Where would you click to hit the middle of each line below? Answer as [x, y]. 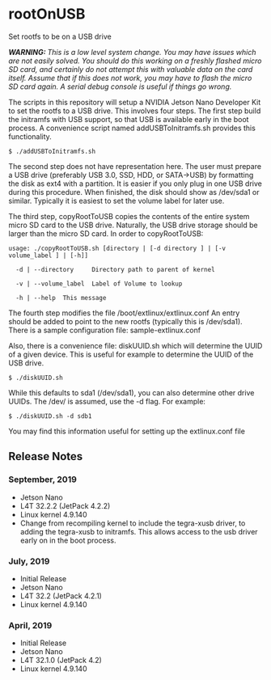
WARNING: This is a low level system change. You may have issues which [132, 52]
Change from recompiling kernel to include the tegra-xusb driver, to [133, 523]
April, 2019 [30, 625]
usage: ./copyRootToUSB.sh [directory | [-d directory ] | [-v [117, 248]
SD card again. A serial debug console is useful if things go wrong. [120, 87]
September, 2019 [42, 479]
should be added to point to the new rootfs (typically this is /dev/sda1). [125, 321]
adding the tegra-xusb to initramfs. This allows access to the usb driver [139, 531]
